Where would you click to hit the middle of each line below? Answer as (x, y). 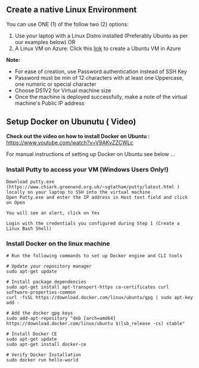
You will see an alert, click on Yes (53, 213)
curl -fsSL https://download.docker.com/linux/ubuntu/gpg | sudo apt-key (100, 298)
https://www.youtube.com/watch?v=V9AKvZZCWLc (70, 142)
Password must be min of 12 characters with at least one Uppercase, (99, 77)
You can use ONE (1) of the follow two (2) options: (68, 24)
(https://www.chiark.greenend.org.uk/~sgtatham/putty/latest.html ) (93, 187)
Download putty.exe (30, 182)
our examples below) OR (45, 42)
